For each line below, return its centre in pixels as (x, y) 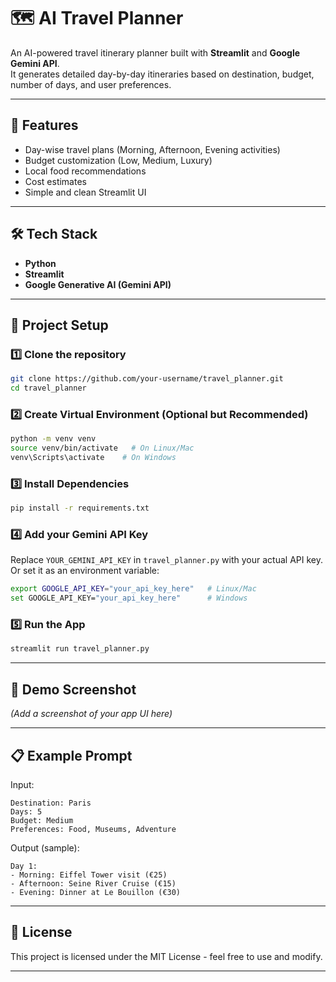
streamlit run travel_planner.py (80, 649)
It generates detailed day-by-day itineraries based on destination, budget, (162, 74)
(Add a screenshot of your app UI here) (91, 714)
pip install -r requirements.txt (80, 508)
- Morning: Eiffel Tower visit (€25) (89, 875)
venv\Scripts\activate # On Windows (93, 458)
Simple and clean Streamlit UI (85, 192)
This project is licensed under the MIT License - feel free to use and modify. (166, 956)
